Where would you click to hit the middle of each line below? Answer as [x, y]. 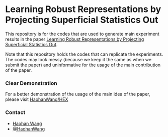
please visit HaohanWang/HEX [37, 99]
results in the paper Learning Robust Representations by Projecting [75, 39]
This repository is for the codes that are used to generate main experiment [82, 34]
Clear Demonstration [31, 83]
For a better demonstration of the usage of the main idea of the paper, [78, 94]
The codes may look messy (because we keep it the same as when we [78, 59]
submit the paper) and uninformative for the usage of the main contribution [83, 65]
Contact [15, 112]
